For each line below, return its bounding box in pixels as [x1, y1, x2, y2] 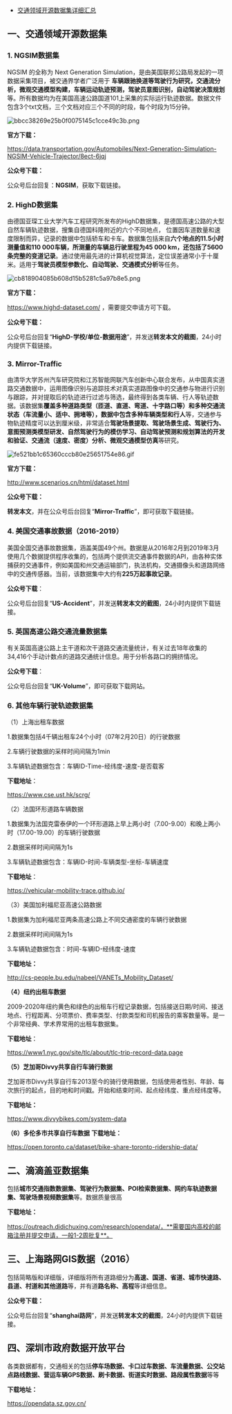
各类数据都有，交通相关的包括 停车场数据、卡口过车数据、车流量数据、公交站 [7, 1361, 225, 1370]
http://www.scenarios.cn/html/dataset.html [7, 478, 130, 487]
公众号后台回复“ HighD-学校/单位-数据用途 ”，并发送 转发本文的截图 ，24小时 [7, 332, 222, 341]
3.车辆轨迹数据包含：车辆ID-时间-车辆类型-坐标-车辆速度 [7, 858, 169, 866]
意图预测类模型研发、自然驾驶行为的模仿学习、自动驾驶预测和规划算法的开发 [7, 428, 225, 436]
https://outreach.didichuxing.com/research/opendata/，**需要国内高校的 [7, 1222, 215, 1230]
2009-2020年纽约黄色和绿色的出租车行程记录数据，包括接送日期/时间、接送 [7, 1002, 224, 1011]
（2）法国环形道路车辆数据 [7, 805, 84, 813]
